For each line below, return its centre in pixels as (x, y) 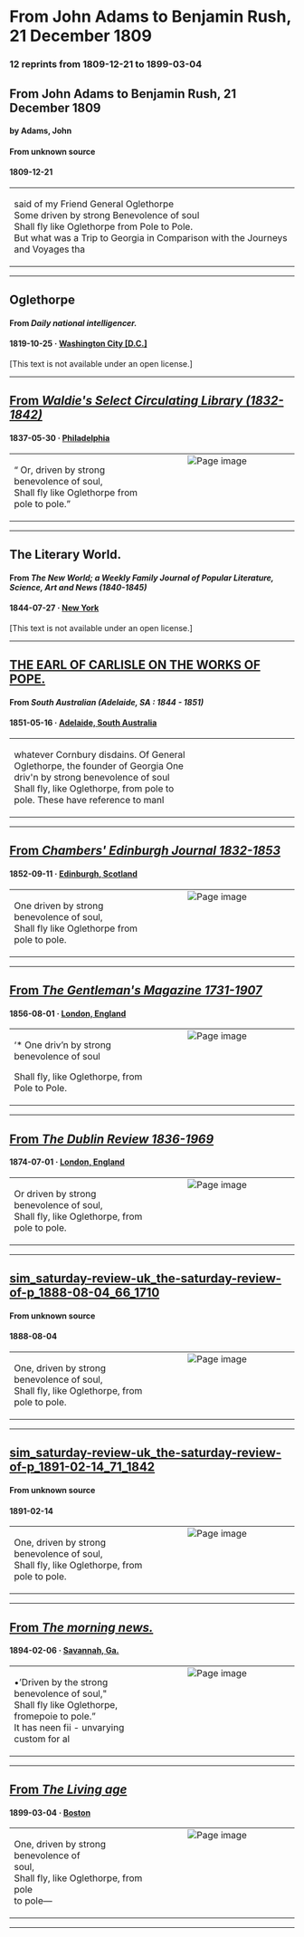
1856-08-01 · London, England (68, 1013)
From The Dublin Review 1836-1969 (112, 1139)
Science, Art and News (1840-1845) (78, 587)
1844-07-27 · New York (54, 608)
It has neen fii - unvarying (69, 1727)
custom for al (42, 1739)
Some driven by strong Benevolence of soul (107, 215)
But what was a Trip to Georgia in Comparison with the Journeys (151, 237)
